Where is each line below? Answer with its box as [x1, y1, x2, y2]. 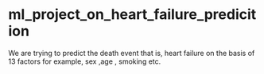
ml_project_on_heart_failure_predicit [8, 6, 257, 24]
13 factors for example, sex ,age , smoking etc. [8, 57, 161, 66]
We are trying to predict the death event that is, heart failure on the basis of [8, 48, 255, 57]
